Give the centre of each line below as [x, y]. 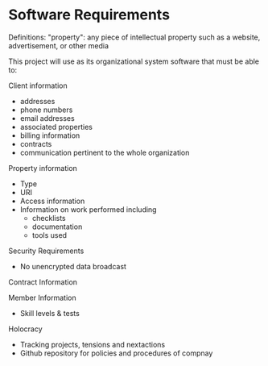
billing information [50, 135]
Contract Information [43, 282]
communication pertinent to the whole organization [105, 152]
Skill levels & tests [50, 313]
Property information [43, 168]
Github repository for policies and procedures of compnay [116, 353]
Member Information [42, 297]
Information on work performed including [88, 209]
